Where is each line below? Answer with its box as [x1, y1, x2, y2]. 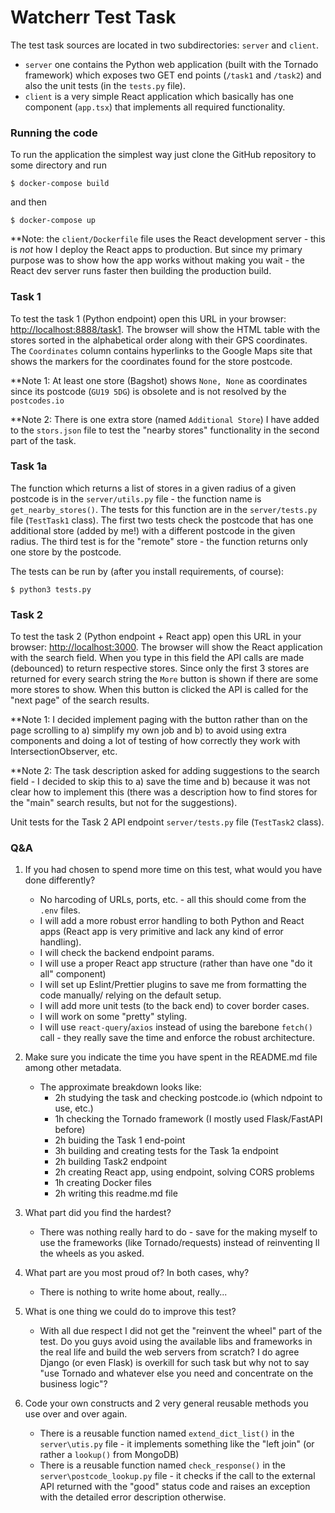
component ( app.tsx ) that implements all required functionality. [24, 101, 286, 113]
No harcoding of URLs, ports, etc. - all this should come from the [39, 894, 307, 906]
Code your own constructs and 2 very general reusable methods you [24, 1397, 309, 1410]
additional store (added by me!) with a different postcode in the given [10, 524, 296, 536]
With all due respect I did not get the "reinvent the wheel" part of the [39, 1325, 323, 1337]
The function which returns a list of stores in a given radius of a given [10, 482, 297, 494]
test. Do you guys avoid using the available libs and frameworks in [39, 1336, 313, 1348]
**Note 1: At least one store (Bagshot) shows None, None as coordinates [10, 374, 308, 386]
